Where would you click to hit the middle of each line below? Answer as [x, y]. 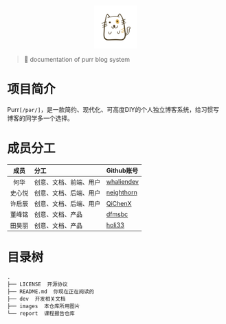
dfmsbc [117, 214]
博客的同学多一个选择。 [40, 118]
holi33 [115, 225]
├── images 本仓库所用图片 [44, 306]
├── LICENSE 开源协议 [37, 285]
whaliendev [123, 182]
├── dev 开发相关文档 [36, 299]
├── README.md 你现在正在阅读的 [51, 292]
